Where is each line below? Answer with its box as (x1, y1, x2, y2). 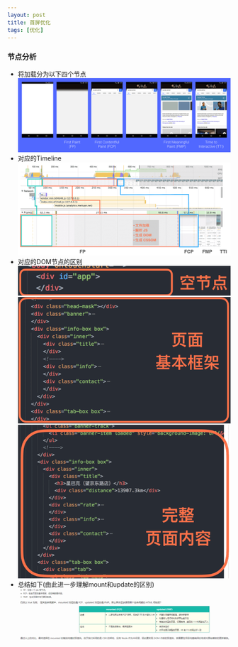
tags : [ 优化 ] (7, 26, 44, 33)
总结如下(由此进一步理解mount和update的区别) (17, 580, 154, 589)
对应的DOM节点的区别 (17, 258, 83, 266)
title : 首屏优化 (7, 18, 51, 26)
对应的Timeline (17, 153, 62, 163)
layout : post (7, 11, 46, 18)
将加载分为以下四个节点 (17, 70, 86, 78)
